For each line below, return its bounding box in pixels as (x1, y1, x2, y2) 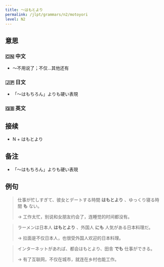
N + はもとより (12, 136, 43, 142)
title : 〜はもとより (5, 7, 43, 13)
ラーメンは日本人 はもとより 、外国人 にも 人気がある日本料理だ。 (17, 224, 154, 230)
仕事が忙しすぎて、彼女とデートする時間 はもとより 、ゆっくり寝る (17, 196, 156, 203)
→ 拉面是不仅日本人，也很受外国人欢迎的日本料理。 (17, 235, 124, 241)
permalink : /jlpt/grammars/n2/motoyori (5, 12, 88, 17)
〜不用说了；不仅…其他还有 (12, 65, 69, 71)
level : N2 (5, 17, 26, 22)
